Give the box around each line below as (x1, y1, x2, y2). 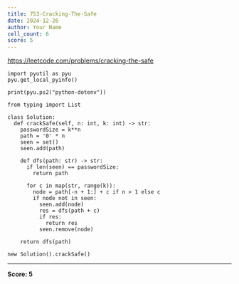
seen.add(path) (20, 145, 65, 152)
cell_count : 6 (7, 30, 50, 38)
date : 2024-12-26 (7, 17, 59, 24)
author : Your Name (7, 23, 62, 31)
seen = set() (20, 139, 59, 146)
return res (45, 220, 78, 227)
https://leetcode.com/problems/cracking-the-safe (7, 56, 154, 65)
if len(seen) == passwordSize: (26, 164, 119, 171)
